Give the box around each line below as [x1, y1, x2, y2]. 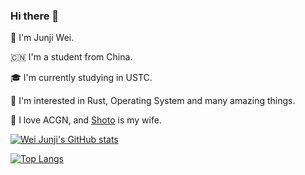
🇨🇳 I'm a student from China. [10, 51, 133, 63]
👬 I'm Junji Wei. [10, 32, 75, 44]
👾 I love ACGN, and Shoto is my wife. [10, 114, 162, 126]
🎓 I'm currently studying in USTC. [10, 72, 153, 84]
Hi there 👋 [10, 9, 60, 23]
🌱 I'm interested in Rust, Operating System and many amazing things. [10, 95, 296, 107]
